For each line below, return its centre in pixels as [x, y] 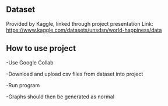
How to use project [41, 48]
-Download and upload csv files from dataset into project [75, 74]
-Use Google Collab [30, 62]
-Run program [23, 85]
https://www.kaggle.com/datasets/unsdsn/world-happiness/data [84, 30]
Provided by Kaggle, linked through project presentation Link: [80, 23]
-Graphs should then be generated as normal [60, 97]
